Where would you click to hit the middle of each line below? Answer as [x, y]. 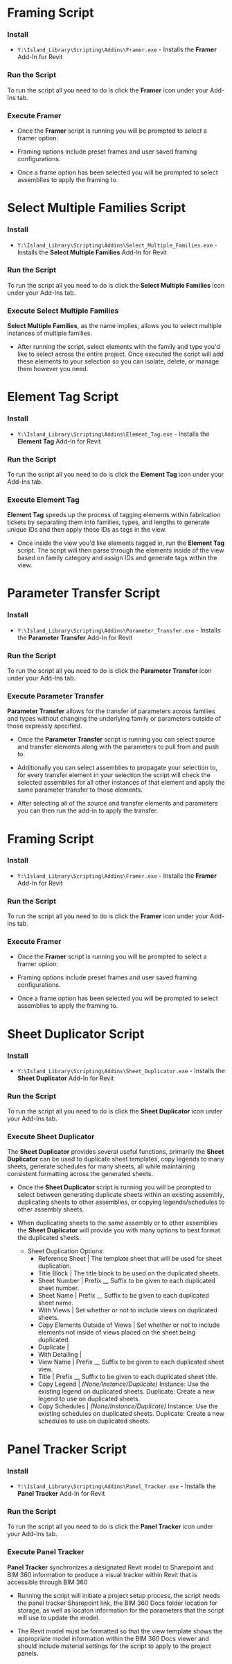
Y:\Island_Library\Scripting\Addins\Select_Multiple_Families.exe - [117, 245]
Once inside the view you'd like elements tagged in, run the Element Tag [121, 543]
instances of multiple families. [50, 333]
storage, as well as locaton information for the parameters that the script [121, 1610]
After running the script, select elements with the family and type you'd [118, 347]
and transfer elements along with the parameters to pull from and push [118, 747]
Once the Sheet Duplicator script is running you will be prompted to [114, 1187]
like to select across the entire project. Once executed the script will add [120, 354]
